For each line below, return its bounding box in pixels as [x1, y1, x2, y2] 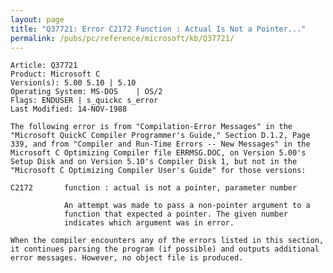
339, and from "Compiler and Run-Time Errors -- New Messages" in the [10, 139, 311, 150]
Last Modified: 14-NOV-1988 [10, 104, 128, 115]
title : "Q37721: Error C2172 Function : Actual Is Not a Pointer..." [10, 24, 307, 34]
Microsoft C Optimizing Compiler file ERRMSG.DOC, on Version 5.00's [10, 148, 307, 158]
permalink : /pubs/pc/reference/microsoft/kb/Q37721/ [10, 33, 235, 43]
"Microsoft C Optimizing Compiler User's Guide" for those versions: [10, 166, 307, 176]
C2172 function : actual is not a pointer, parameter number [10, 183, 298, 193]
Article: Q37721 [10, 61, 78, 71]
